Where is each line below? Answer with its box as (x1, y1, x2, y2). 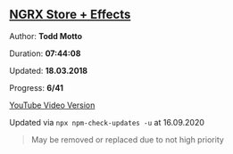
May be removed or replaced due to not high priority (30, 134, 225, 145)
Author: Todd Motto (9, 30, 83, 41)
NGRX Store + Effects (9, 7, 131, 22)
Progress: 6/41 (9, 82, 64, 93)
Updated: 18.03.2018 (9, 65, 87, 76)
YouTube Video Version (9, 100, 96, 110)
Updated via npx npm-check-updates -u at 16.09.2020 (9, 117, 205, 127)
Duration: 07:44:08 (9, 48, 81, 59)
